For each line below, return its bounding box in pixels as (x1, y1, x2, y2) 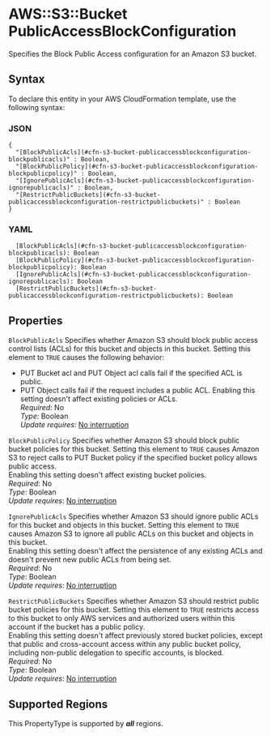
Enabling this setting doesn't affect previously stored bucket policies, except (8, 631, 263, 640)
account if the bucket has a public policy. (8, 622, 146, 632)
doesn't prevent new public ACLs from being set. (8, 554, 171, 564)
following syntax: (8, 102, 66, 112)
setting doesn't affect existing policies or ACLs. (19, 394, 178, 404)
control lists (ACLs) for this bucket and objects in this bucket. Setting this (8, 344, 251, 353)
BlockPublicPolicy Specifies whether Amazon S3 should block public (8, 435, 240, 446)
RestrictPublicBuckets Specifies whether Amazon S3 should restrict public (8, 597, 260, 606)
